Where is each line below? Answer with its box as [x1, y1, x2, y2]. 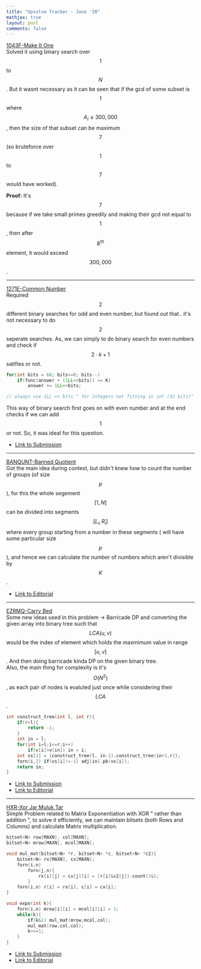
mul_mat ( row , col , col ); [28, 922, 84, 929]
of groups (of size [6, 471, 50, 479]
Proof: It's [6, 192, 31, 199]
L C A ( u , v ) [89, 629, 112, 636]
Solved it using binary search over [6, 48, 91, 56]
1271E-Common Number [6, 285, 66, 292]
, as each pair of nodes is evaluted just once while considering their [6, 683, 173, 691]
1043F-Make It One [6, 42, 54, 49]
